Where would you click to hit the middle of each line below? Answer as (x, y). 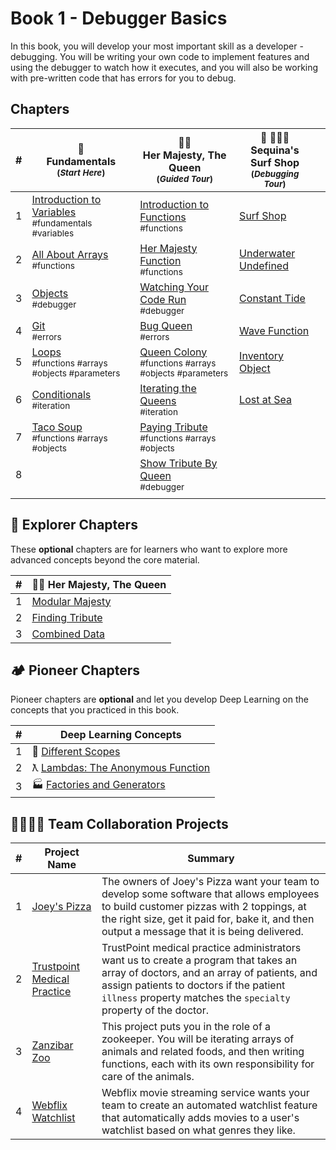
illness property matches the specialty (196, 998)
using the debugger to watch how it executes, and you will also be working (164, 67)
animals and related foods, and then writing (203, 1052)
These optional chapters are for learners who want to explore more (149, 549)
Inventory (262, 355)
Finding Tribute (67, 617)
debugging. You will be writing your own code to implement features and (160, 56)
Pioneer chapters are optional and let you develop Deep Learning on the (159, 699)
